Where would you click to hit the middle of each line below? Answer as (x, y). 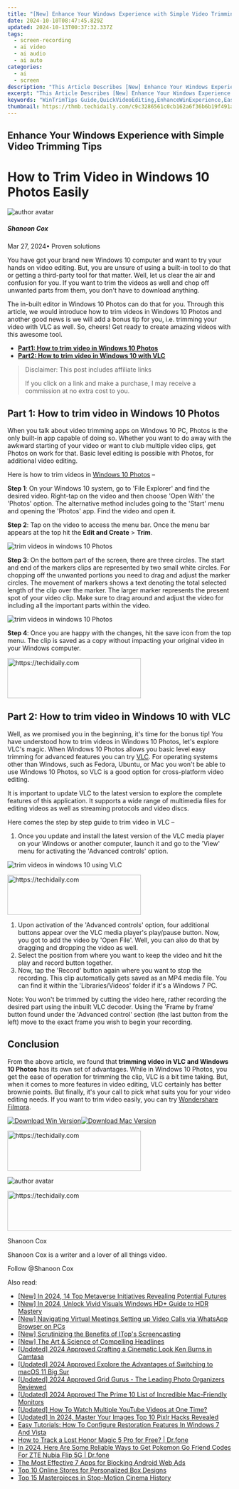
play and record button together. (65, 963)
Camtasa (31, 1357)
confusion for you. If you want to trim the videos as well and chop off (108, 283)
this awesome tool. (35, 335)
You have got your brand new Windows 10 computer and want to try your (115, 260)
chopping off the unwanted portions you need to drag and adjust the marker (119, 575)
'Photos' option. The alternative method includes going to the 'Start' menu (116, 503)
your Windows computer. (44, 648)
